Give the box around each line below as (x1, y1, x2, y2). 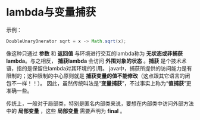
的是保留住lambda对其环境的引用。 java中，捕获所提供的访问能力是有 (21, 64, 192, 72)
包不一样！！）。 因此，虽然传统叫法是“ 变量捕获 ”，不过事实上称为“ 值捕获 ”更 (6, 79, 192, 87)
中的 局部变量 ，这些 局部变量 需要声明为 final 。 (6, 107, 126, 114)
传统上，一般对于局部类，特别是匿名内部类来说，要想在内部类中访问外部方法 (6, 100, 194, 107)
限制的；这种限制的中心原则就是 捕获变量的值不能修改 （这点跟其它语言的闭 (6, 72, 190, 79)
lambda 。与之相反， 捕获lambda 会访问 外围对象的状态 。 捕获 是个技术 (6, 57, 182, 64)
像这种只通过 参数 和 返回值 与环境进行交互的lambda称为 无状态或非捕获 (6, 50, 183, 57)
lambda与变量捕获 (6, 5, 96, 19)
